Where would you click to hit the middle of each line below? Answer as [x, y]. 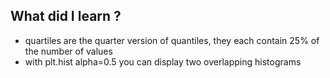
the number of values [68, 51]
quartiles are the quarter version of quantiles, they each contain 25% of [172, 40]
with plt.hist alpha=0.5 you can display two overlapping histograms [163, 61]
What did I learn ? [66, 16]
